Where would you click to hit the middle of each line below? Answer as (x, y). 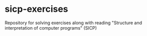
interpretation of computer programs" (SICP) (51, 28)
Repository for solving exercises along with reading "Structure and (73, 23)
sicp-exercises (36, 9)
